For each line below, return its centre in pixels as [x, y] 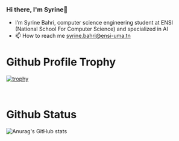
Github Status [42, 115]
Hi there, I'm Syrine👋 [37, 10]
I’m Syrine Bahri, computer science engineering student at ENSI [94, 23]
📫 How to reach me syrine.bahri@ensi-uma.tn [73, 36]
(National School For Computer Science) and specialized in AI [92, 29]
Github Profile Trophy [61, 62]
